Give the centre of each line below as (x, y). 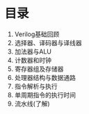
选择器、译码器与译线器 (48, 42)
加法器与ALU (33, 51)
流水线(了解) (32, 104)
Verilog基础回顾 (37, 34)
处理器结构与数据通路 (45, 77)
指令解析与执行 (36, 86)
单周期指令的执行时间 (45, 95)
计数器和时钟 (33, 60)
